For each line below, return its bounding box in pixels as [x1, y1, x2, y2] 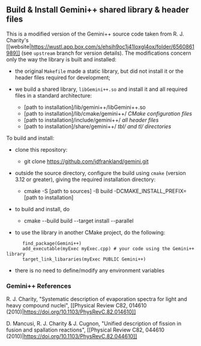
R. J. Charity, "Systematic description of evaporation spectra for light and [6, 295, 187, 303]
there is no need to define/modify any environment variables [14, 267, 165, 274]
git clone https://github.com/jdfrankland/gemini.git [23, 158, 149, 165]
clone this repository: [14, 146, 68, 153]
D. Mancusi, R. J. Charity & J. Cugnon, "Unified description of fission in [6, 320, 182, 327]
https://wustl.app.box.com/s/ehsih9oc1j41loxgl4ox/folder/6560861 [31, 43, 195, 50]
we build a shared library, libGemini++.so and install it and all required [14, 85, 188, 93]
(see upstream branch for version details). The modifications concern [21, 49, 191, 57]
